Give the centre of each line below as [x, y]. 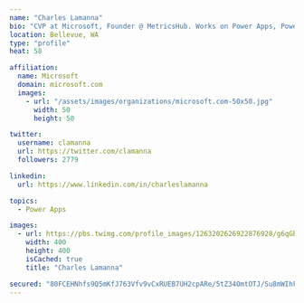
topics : [24, 201]
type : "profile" [40, 43]
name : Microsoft [48, 76]
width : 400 [46, 242]
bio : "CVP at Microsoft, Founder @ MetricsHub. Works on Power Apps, [143, 26]
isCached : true [54, 259]
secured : [26, 284]
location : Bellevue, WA [54, 34]
